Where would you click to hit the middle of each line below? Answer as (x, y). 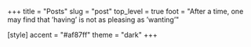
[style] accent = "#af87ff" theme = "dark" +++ (82, 35)
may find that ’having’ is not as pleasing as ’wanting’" (93, 20)
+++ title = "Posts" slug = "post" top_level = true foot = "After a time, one (125, 11)
